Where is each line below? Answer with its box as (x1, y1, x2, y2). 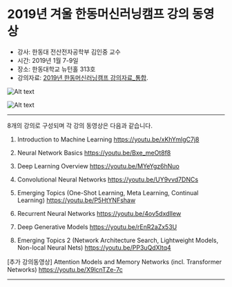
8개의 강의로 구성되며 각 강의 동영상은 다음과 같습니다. (7, 121, 153, 130)
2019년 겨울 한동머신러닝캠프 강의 (7, 6, 190, 22)
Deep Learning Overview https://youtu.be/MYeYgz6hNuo (17, 161, 180, 170)
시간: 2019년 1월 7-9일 (17, 56, 79, 64)
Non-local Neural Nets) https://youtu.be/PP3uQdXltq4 (17, 243, 171, 252)
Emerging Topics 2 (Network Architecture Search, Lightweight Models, (17, 236, 219, 244)
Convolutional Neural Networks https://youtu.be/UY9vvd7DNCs (17, 175, 199, 184)
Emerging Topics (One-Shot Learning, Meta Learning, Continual (17, 188, 199, 197)
